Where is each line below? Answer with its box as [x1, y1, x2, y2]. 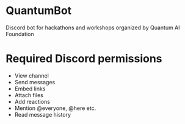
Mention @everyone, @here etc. [14, 104, 96, 112]
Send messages [14, 78, 56, 86]
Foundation [5, 30, 34, 37]
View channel [14, 71, 49, 79]
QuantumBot [5, 4, 72, 18]
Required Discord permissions [5, 52, 162, 66]
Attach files [14, 91, 44, 98]
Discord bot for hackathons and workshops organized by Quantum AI [5, 24, 181, 31]
